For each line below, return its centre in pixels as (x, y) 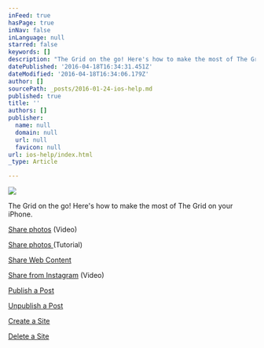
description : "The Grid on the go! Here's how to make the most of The (128, 60)
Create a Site (29, 321)
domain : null (37, 132)
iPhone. (20, 214)
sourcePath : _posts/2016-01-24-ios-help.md (81, 89)
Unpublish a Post (36, 306)
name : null (33, 125)
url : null (31, 140)
